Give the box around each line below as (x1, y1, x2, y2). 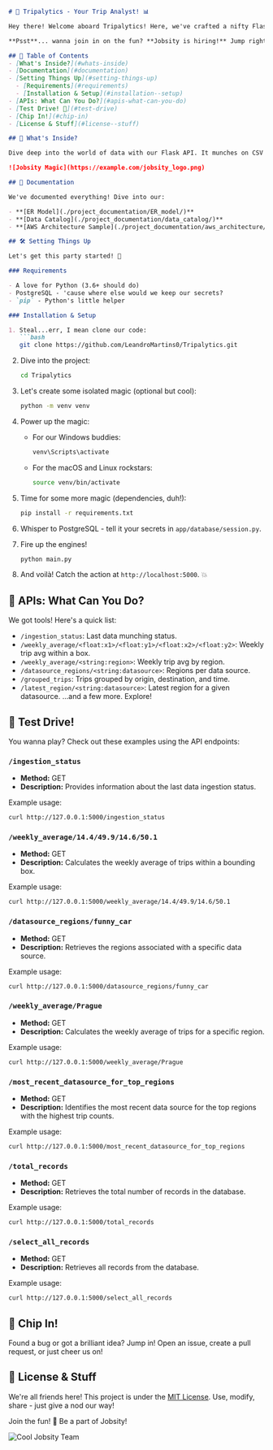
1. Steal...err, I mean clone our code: (8, 326, 148, 334)
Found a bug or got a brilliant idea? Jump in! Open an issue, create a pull (8, 1338, 251, 1348)
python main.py (19, 555, 72, 563)
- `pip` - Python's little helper (8, 297, 126, 305)
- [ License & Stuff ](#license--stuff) (8, 119, 140, 128)
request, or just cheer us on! (8, 1347, 103, 1357)
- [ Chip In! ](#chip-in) (8, 112, 89, 120)
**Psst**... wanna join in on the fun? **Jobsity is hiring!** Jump (8, 37, 245, 45)
